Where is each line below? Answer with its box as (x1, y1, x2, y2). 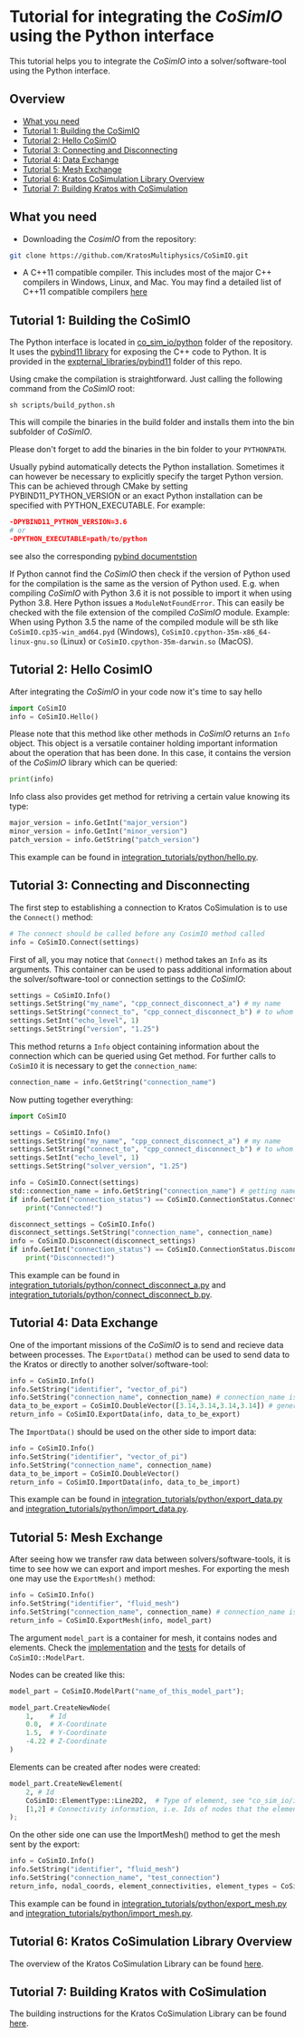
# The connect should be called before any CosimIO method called (9, 929, 265, 938)
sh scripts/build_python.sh (9, 401, 116, 410)
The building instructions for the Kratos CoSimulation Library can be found (9, 2008, 287, 2019)
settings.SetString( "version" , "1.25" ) (9, 1024, 160, 1033)
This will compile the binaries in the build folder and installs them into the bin (9, 417, 295, 428)
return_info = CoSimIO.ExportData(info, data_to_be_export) (9, 1410, 242, 1420)
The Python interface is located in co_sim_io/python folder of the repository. (9, 337, 293, 348)
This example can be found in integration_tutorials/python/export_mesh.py (9, 1897, 288, 1909)
